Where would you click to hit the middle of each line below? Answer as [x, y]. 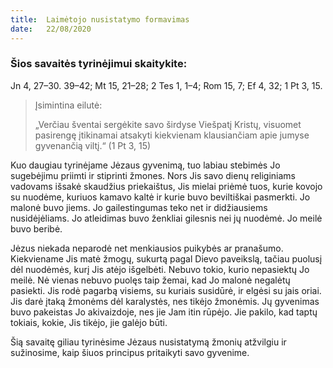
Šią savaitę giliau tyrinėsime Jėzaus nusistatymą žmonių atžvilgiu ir [148, 342]
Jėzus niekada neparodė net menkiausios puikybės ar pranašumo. [147, 248]
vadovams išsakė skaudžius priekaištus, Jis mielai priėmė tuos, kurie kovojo [166, 186]
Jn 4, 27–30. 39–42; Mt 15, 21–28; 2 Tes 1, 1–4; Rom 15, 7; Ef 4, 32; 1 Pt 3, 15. [166, 85]
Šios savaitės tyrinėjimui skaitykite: [99, 64]
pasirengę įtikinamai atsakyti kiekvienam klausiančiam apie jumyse [172, 135]
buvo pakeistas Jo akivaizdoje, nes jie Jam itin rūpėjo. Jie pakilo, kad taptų [164, 312]
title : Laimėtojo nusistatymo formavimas [100, 19]
